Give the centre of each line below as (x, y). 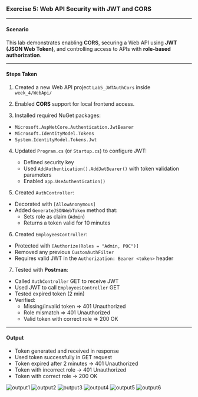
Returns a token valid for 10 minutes (67, 223)
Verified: (25, 300)
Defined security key (49, 162)
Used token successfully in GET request (63, 357)
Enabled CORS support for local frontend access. (75, 104)
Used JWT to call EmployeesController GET (67, 287)
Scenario (17, 29)
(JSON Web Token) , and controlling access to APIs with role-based (88, 48)
